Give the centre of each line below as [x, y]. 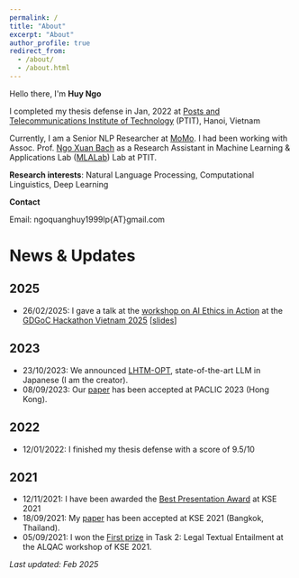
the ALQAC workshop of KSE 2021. [87, 547]
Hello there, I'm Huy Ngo [55, 93]
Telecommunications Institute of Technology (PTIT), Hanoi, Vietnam [135, 120]
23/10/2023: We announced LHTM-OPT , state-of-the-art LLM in [141, 370]
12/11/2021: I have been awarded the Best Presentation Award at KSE [149, 499]
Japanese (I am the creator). [75, 380]
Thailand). [41, 528]
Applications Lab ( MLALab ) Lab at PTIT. [83, 157]
